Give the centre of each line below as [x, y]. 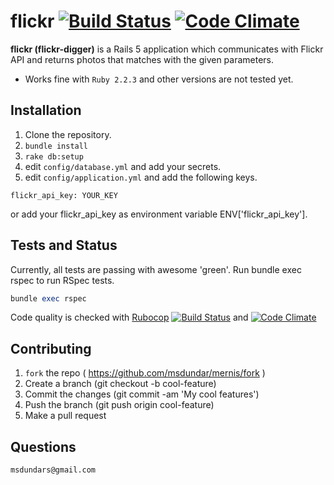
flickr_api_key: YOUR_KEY [64, 195]
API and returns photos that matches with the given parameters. [142, 59]
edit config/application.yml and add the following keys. [141, 177]
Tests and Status [64, 245]
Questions [43, 446]
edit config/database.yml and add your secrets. [123, 166]
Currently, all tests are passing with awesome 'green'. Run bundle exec [156, 269]
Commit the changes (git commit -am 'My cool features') [142, 394]
